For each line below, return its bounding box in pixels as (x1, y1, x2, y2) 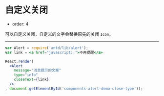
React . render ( (5, 59, 34, 64)
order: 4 (12, 21, 29, 27)
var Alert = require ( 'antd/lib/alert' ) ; (5, 45, 89, 50)
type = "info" (14, 72, 38, 77)
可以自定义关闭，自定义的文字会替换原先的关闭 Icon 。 (5, 31, 114, 37)
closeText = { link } (14, 77, 49, 82)
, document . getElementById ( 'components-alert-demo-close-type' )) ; (5, 86, 143, 91)
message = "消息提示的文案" (14, 68, 61, 73)
